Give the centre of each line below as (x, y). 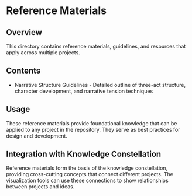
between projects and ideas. (40, 187)
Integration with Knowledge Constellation (84, 154)
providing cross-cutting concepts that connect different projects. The (90, 174)
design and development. (37, 136)
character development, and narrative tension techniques (84, 91)
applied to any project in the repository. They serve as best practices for (93, 129)
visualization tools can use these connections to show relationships (87, 181)
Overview (24, 32)
